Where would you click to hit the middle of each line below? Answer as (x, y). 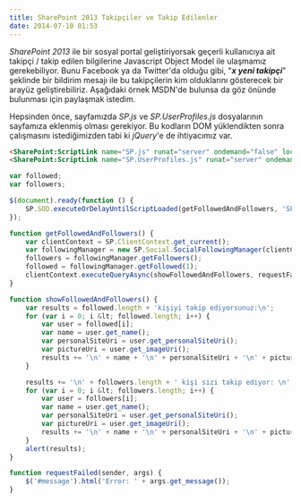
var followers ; (38, 184)
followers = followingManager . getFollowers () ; (114, 259)
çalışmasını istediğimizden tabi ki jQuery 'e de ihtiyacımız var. (121, 135)
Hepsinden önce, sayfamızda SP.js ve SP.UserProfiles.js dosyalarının (136, 116)
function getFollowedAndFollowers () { (82, 234)
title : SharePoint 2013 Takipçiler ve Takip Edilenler (114, 17)
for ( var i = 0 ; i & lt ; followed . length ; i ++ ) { (118, 316)
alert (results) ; (56, 448)
